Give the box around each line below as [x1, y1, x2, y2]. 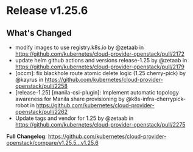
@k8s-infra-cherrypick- [125, 95, 186, 102]
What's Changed [6, 28, 72, 38]
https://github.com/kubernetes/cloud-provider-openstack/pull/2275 [15, 121, 186, 128]
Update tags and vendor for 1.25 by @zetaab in [15, 114, 134, 122]
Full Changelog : [6, 133, 47, 140]
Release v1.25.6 [6, 4, 88, 18]
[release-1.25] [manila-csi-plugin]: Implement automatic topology [15, 89, 180, 96]
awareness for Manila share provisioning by [15, 95, 125, 102]
